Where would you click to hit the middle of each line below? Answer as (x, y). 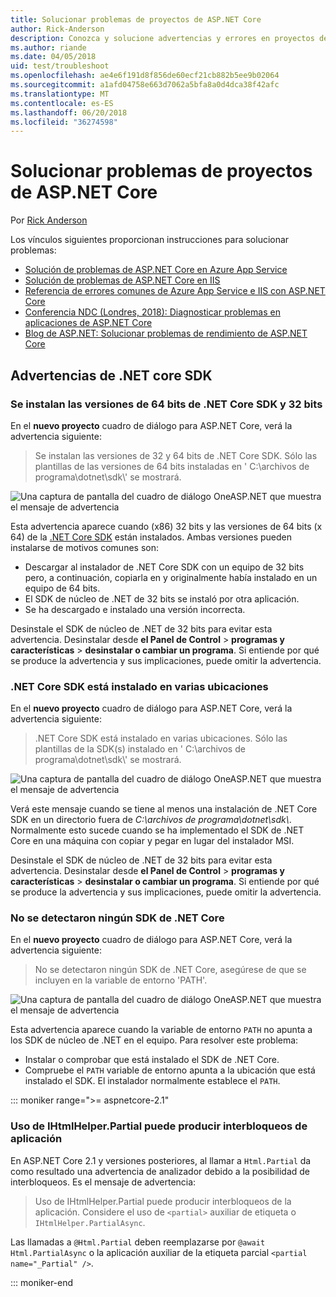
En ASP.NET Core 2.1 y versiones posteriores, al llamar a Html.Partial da (161, 1160)
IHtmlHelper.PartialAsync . (90, 1222)
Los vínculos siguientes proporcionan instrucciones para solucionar (150, 240)
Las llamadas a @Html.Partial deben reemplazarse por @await (138, 1242)
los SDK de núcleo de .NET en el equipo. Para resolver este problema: (154, 1040)
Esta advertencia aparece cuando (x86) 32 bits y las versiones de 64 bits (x (166, 526)
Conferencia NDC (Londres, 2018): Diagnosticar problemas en (152, 312)
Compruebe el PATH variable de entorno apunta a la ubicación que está (170, 1070)
